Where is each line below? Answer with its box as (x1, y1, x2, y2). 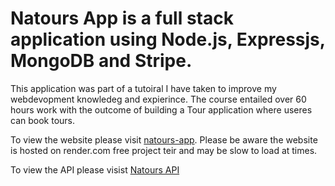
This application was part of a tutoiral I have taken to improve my (10, 82, 277, 94)
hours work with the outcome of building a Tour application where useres (10, 103, 313, 116)
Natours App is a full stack (10, 7, 234, 30)
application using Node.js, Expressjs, (10, 28, 326, 51)
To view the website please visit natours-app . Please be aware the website (10, 133, 318, 146)
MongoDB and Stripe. (10, 50, 193, 72)
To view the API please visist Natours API (10, 163, 180, 176)
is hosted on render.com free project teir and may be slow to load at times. (10, 144, 318, 156)
